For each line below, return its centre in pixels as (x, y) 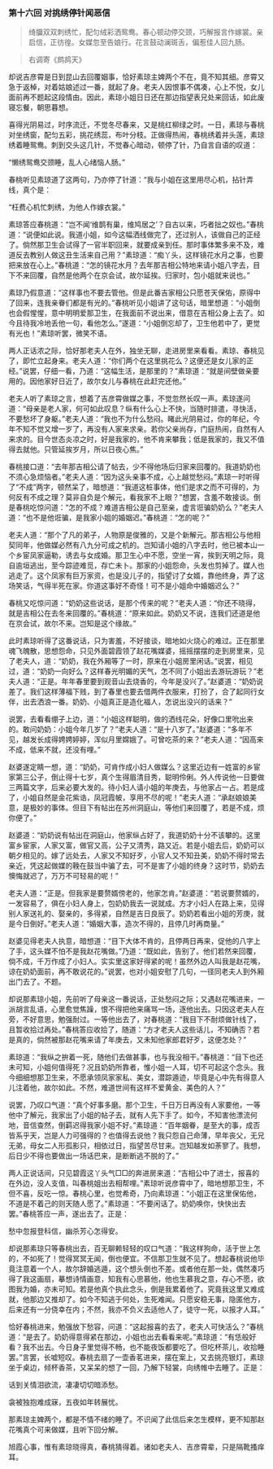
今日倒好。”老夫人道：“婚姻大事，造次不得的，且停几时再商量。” (120, 924)
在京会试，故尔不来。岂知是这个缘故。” (72, 624)
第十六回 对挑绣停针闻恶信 (60, 12)
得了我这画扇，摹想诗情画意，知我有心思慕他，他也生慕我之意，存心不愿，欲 (136, 1279)
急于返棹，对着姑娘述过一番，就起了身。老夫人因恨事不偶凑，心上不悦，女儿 (136, 87)
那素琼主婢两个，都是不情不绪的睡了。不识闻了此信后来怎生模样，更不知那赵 (136, 1419)
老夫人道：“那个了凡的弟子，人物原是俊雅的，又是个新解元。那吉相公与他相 (135, 535)
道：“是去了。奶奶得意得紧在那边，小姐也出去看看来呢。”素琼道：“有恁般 (129, 1337)
